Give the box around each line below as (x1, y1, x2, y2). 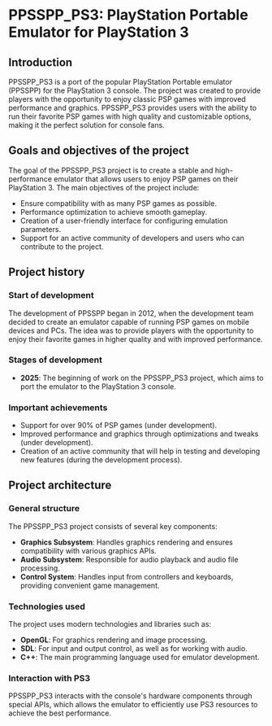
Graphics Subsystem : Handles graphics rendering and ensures (19, 537, 233, 547)
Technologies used (8, 601, 85, 612)
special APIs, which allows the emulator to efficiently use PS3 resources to (8, 700, 258, 710)
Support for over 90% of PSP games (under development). (19, 421, 218, 431)
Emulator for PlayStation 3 (8, 23, 189, 42)
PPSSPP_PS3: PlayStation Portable (8, 6, 249, 24)
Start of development (8, 290, 95, 301)
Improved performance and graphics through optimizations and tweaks (19, 429, 259, 439)
